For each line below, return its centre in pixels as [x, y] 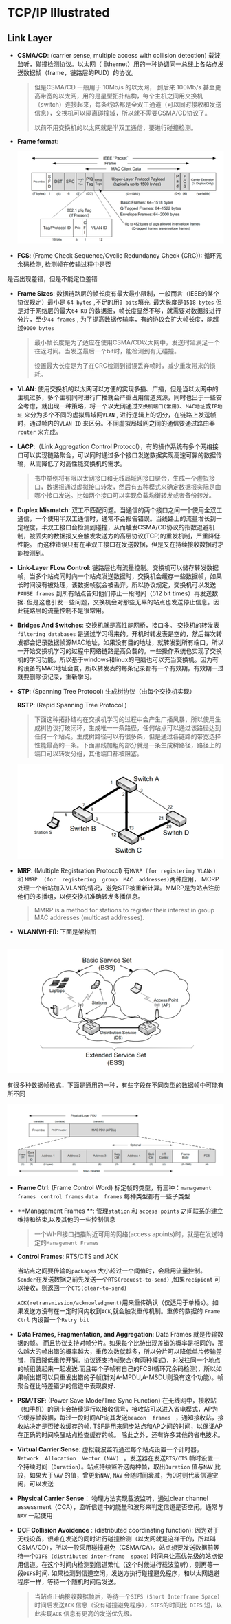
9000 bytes [39, 328]
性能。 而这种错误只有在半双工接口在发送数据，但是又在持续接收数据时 [117, 544]
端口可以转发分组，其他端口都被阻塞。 [88, 754]
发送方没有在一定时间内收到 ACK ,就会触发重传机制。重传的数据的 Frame [122, 1310]
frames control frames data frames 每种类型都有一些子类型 [103, 1196]
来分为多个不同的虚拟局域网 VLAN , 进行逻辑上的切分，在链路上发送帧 [120, 415]
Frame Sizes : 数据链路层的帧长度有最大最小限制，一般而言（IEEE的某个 [118, 293]
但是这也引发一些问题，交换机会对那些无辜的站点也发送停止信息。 [120, 602]
